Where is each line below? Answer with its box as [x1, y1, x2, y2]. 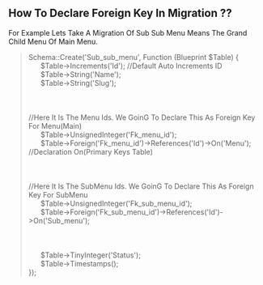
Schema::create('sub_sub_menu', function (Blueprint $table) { [28, 52, 239, 62]
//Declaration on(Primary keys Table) [28, 147, 154, 156]
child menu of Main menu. [8, 36, 99, 46]
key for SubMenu [28, 189, 88, 199]
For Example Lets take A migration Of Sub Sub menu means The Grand [8, 28, 248, 37]
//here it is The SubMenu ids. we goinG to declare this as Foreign [28, 181, 254, 191]
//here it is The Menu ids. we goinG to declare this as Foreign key [28, 113, 256, 122]
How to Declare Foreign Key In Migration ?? [8, 6, 232, 20]
